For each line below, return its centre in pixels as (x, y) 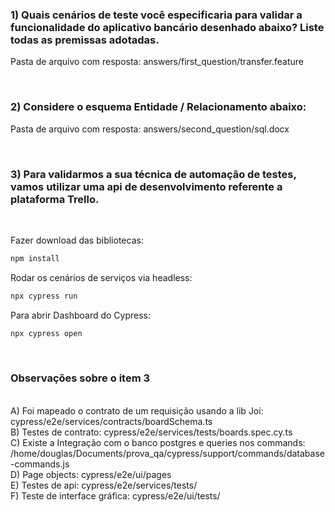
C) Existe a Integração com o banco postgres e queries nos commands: (158, 442)
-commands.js (40, 464)
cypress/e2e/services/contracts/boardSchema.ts (111, 421)
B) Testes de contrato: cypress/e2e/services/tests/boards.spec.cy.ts (151, 432)
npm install (35, 258)
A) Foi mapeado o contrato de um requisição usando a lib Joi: (137, 410)
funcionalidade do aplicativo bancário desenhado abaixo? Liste (167, 27)
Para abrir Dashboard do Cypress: (81, 315)
